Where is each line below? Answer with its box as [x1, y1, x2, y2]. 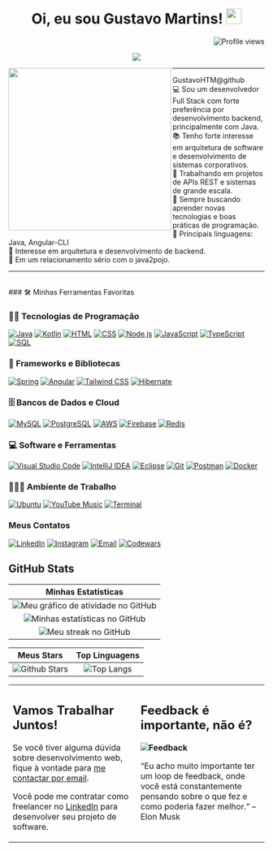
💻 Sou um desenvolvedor [172, 84, 260, 93]
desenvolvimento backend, [172, 113, 263, 123]
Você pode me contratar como [12, 791, 129, 802]
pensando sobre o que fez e [141, 791, 248, 802]
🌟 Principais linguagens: [172, 228, 253, 239]
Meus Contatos [8, 520, 71, 531]
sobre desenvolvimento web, [12, 752, 123, 763]
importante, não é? [141, 717, 253, 733]
